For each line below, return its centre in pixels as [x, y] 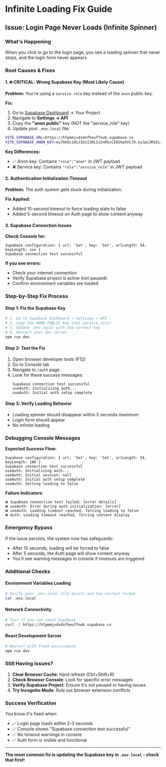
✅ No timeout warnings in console [47, 735]
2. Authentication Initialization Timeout [46, 178]
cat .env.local [21, 598]
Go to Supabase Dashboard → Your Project [56, 113]
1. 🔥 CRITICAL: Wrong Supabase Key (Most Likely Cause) [65, 82]
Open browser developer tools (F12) [49, 359]
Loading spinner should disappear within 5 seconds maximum [75, 415]
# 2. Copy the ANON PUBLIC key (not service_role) [58, 323]
